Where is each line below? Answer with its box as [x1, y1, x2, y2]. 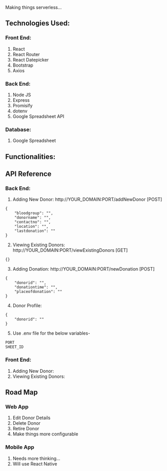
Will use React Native [12, 460, 57, 467]
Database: [5, 126, 31, 133]
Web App [5, 403, 29, 410]
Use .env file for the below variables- [12, 330, 90, 336]
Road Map [5, 388, 38, 397]
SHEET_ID [5, 344, 24, 350]
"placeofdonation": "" [14, 289, 62, 295]
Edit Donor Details [12, 415, 51, 421]
